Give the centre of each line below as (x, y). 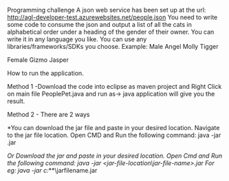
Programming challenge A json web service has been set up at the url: (107, 10)
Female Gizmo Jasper (38, 60)
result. (16, 101)
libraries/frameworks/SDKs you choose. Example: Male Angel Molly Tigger (113, 46)
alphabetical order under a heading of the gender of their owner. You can (111, 32)
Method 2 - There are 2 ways (48, 114)
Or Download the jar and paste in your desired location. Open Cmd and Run (115, 156)
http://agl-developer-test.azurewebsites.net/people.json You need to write (112, 17)
